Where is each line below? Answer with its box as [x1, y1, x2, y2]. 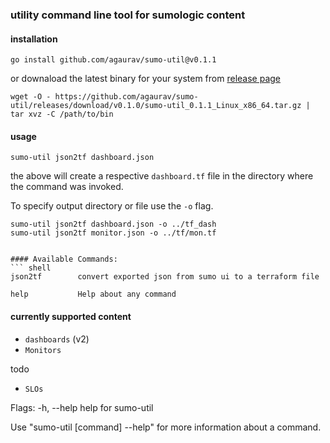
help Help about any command [10, 289, 177, 300]
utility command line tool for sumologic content [10, 8, 246, 22]
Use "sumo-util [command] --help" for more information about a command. [10, 421, 322, 433]
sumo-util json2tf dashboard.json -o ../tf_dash [10, 219, 217, 230]
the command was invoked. [10, 181, 124, 193]
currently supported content [10, 310, 132, 322]
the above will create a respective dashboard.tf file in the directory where [10, 170, 314, 182]
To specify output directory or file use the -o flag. [10, 200, 214, 212]
